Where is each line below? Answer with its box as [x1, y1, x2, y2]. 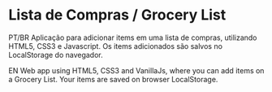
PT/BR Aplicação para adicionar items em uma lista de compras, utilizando [8, 33, 257, 42]
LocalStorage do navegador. [8, 50, 103, 59]
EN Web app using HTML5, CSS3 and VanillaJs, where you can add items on [8, 65, 265, 75]
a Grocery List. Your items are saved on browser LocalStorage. [8, 74, 218, 84]
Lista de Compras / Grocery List [8, 6, 227, 24]
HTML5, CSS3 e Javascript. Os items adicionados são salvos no [8, 41, 223, 50]
